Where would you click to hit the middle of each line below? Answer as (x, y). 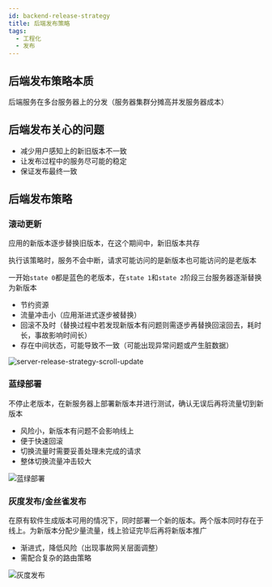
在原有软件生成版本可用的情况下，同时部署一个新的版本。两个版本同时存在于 (136, 521)
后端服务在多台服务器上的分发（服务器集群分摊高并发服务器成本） (118, 101)
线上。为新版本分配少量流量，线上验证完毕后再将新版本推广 (108, 530)
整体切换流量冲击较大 (55, 461)
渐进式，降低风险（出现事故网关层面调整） (91, 548)
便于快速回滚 (41, 440)
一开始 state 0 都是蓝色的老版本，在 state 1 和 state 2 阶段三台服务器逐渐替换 (135, 278)
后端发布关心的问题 (56, 130)
